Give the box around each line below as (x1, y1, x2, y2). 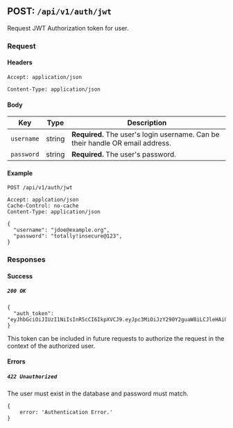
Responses (7, 255, 46, 265)
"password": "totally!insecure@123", (13, 233, 123, 240)
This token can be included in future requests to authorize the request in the (7, 334, 225, 342)
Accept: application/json (7, 73, 82, 80)
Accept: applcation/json (7, 197, 79, 204)
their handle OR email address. (71, 139, 171, 148)
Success (7, 271, 33, 280)
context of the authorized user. (7, 341, 96, 350)
